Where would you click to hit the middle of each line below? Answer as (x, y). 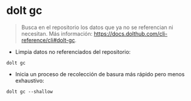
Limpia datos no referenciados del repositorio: (73, 51)
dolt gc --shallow (30, 91)
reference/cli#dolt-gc (48, 40)
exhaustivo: (30, 80)
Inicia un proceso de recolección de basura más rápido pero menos (100, 74)
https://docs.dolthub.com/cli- (131, 33)
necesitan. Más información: (57, 33)
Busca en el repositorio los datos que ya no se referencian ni (97, 27)
